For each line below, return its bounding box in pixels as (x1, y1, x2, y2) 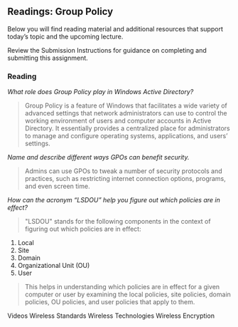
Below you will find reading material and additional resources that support (7, 24, 224, 33)
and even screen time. (24, 182, 90, 191)
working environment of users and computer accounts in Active (24, 117, 212, 125)
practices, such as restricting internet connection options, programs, (24, 175, 226, 183)
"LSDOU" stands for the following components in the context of (24, 217, 211, 226)
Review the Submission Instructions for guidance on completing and (7, 46, 207, 54)
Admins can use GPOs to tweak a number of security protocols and (24, 167, 222, 175)
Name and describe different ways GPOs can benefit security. (7, 153, 190, 162)
